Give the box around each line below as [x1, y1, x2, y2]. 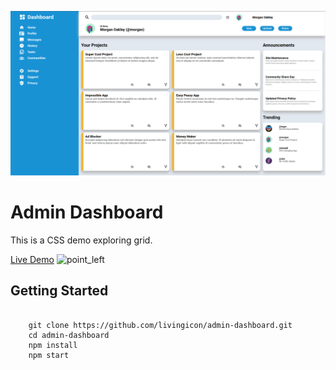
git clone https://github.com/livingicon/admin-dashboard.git [28, 320, 293, 330]
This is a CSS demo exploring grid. [10, 234, 153, 246]
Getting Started [10, 282, 109, 300]
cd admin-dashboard [28, 330, 110, 340]
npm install [28, 340, 78, 350]
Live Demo [10, 253, 55, 265]
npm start [28, 350, 70, 360]
